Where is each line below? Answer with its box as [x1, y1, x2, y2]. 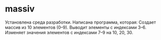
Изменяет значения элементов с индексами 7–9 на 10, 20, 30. [5, 29, 133, 35]
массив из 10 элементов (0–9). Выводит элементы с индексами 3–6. [5, 24, 146, 30]
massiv [5, 3, 35, 14]
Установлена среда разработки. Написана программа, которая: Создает [5, 19, 156, 25]
